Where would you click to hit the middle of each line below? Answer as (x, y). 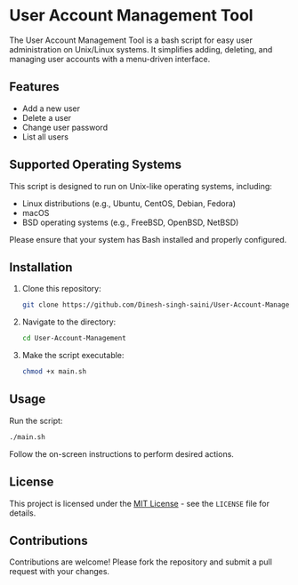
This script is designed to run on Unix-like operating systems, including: (141, 186)
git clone (40, 305)
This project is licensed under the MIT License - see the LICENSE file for (139, 503)
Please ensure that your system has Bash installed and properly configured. (148, 239)
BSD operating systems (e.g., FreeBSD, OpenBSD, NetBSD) (130, 222)
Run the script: (36, 421)
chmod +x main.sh (54, 372)
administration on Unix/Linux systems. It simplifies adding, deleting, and (141, 49)
